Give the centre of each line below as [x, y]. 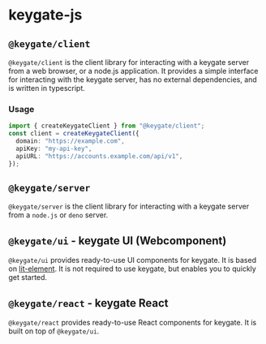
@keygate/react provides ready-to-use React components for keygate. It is [133, 322]
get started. [28, 277]
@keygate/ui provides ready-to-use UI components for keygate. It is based [133, 260]
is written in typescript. [47, 88]
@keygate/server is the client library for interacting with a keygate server [129, 206]
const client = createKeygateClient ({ [74, 134]
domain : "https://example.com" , [71, 141]
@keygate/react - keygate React [88, 303]
